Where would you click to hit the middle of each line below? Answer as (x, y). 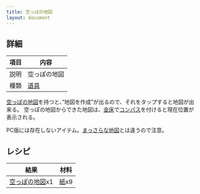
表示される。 (22, 117)
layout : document (28, 18)
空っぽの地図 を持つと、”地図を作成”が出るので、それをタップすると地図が (98, 102)
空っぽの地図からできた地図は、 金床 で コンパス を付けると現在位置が (109, 110)
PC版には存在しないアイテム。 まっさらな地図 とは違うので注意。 (87, 130)
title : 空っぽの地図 (29, 12)
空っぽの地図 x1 (31, 182)
